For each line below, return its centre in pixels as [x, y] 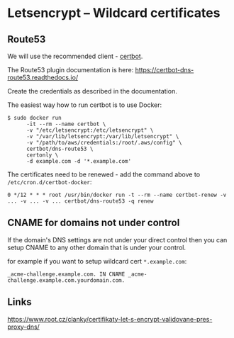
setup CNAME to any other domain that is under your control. [97, 247]
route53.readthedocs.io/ [43, 77]
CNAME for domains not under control [94, 223]
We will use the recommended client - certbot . [75, 56]
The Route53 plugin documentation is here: [71, 70]
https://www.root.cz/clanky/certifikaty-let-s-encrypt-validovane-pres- [110, 319]
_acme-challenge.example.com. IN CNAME [66, 274]
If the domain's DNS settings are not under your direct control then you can [117, 240]
